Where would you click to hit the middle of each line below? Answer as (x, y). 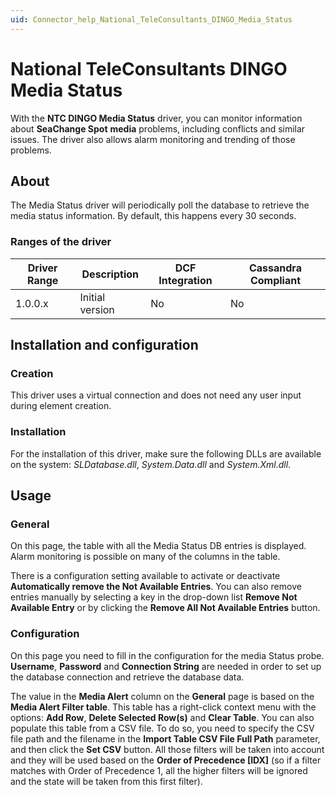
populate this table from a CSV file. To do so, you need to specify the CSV (162, 728)
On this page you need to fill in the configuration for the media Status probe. (167, 655)
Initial (92, 297)
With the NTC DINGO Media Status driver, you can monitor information (156, 118)
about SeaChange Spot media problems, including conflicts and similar (158, 128)
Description (110, 274)
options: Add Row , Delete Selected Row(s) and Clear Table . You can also (162, 717)
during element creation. (61, 406)
